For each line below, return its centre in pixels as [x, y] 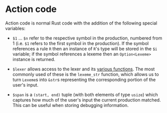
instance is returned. [34, 59]
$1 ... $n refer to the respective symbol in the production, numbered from [87, 38]
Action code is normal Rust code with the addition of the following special [81, 23]
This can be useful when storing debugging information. [70, 105]
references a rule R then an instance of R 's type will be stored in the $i [85, 48]
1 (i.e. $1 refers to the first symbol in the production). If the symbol [80, 43]
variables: [15, 28]
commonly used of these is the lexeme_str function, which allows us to [86, 74]
